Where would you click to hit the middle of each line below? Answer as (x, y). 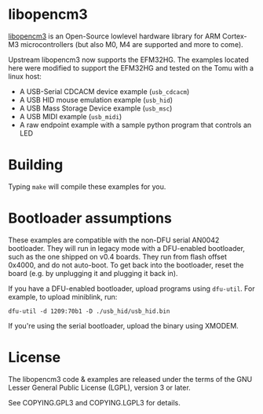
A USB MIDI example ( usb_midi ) (71, 116)
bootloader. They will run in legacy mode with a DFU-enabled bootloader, (127, 248)
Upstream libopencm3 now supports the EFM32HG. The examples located (128, 60)
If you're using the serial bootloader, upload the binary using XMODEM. (124, 325)
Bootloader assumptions (90, 218)
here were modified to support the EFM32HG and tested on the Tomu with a (131, 67)
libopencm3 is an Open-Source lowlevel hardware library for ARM (115, 36)
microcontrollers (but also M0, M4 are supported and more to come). (132, 44)
